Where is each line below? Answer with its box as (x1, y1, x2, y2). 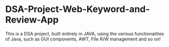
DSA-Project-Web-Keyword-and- (5, 3, 150, 15)
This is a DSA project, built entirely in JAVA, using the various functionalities (5, 30, 164, 36)
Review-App (5, 14, 59, 25)
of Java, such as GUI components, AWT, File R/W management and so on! (5, 36, 161, 42)
